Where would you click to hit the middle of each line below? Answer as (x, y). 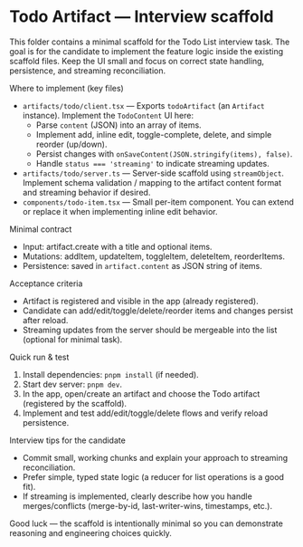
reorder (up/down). (71, 144)
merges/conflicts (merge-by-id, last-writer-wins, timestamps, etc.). (147, 505)
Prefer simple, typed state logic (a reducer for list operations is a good (153, 476)
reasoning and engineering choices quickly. (90, 533)
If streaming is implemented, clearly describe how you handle (137, 496)
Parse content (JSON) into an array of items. (118, 125)
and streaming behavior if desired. (86, 192)
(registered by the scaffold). (75, 403)
